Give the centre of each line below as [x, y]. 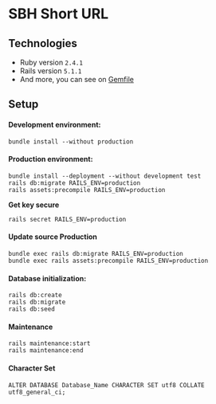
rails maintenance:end [46, 351]
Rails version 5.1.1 [51, 71]
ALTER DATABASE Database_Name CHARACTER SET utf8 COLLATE [106, 385]
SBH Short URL [59, 14]
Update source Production [53, 237]
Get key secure [34, 205]
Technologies [43, 43]
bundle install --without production [71, 141]
